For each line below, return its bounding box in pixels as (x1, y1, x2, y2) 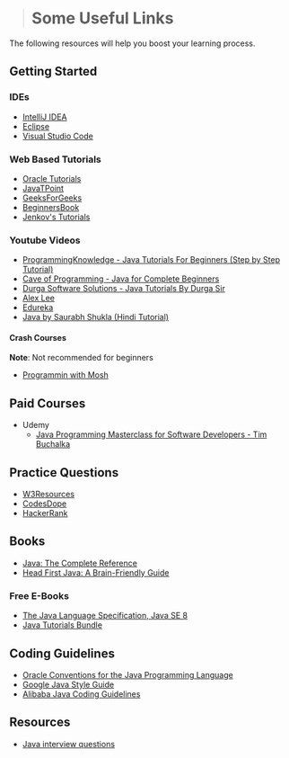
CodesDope (22, 498, 67, 509)
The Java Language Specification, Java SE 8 (22, 611, 188, 621)
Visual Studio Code (22, 130, 94, 141)
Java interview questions (22, 738, 115, 749)
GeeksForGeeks (22, 192, 83, 203)
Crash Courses (9, 332, 67, 343)
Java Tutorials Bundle (22, 620, 103, 630)
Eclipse (22, 120, 50, 131)
